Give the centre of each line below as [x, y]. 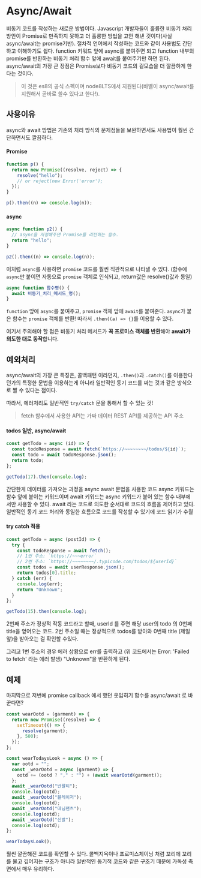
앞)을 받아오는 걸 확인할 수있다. [43, 639]
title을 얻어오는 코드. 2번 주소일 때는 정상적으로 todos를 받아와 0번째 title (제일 [98, 632]
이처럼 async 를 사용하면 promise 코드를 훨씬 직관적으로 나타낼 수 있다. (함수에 [97, 269]
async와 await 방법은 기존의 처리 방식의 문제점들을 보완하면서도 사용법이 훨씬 [97, 130]
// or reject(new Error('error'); [60, 181]
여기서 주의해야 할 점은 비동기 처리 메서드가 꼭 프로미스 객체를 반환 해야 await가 [98, 332]
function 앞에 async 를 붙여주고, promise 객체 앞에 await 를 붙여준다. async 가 [96, 311]
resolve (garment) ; [45, 731]
